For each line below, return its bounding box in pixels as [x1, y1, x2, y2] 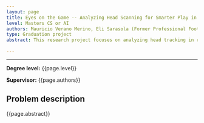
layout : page [6, 8, 39, 15]
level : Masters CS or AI [6, 20, 69, 26]
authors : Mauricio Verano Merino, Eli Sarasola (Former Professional [6, 25, 186, 32]
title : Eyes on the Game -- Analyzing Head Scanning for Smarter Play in [6, 15, 197, 21]
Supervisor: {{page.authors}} [6, 76, 81, 84]
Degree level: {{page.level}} [6, 65, 77, 71]
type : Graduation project [6, 32, 72, 38]
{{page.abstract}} [6, 110, 50, 117]
